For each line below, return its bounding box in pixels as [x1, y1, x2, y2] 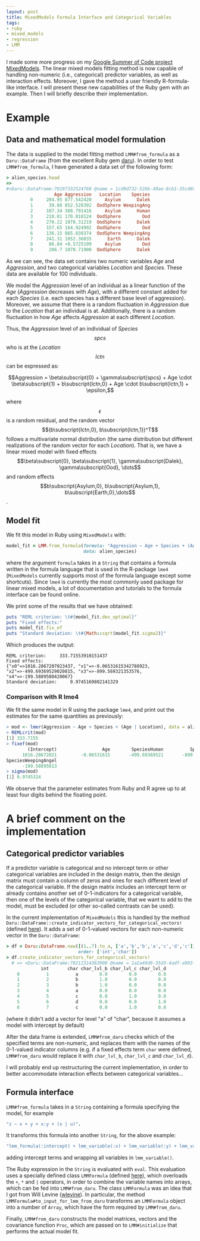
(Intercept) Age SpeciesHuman [27, 746, 164, 752]
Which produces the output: [6, 641, 75, 649]
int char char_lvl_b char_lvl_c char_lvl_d [40, 965, 167, 971]
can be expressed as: [6, 362, 59, 370]
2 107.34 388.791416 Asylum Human [30, 208, 151, 214]
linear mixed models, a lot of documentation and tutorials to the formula [6, 584, 182, 591]
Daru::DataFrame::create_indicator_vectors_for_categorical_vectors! [6, 920, 183, 927]
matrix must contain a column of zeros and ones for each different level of [6, 877, 188, 884]
